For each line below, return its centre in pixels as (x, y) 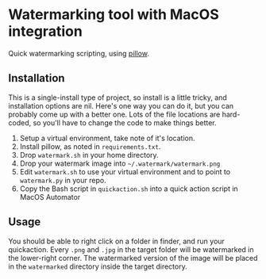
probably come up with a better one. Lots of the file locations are (114, 114)
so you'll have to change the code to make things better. (125, 122)
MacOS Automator (50, 197)
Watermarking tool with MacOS (114, 15)
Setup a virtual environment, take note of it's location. (107, 138)
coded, (20, 122)
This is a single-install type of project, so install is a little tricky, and (118, 97)
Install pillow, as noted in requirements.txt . (90, 146)
